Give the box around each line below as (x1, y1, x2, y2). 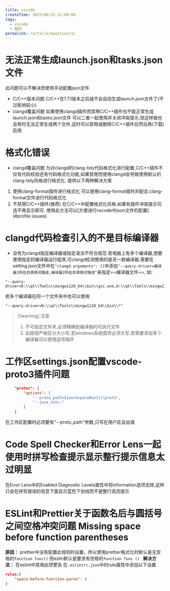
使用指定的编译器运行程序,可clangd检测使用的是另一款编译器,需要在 (12, 256, 154, 262)
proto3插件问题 (5, 369, 70, 380)
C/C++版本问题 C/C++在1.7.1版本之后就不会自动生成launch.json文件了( (12, 95, 159, 101)
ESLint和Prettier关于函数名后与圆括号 (5, 508, 162, 519)
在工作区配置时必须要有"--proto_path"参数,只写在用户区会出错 (5, 419, 135, 425)
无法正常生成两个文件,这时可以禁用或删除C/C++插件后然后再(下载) (26, 121, 164, 127)
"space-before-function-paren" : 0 (14, 576, 87, 581)
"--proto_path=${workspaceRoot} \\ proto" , (32, 395, 121, 400)
